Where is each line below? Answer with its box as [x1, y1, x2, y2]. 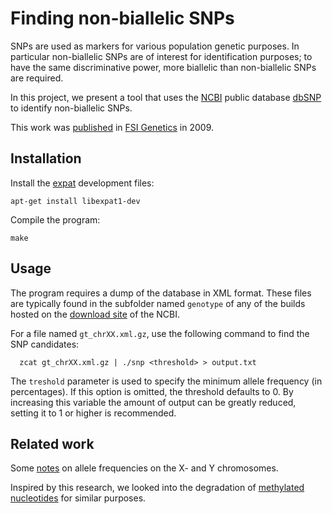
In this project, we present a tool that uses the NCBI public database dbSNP [10, 91, 322, 103]
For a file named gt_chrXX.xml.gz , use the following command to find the [10, 327, 310, 339]
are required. [10, 72, 64, 84]
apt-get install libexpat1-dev [10, 196, 141, 206]
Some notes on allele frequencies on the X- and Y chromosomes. [10, 462, 279, 474]
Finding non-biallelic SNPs [10, 7, 235, 30]
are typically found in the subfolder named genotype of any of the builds [10, 297, 306, 309]
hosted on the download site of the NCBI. [10, 308, 181, 320]
